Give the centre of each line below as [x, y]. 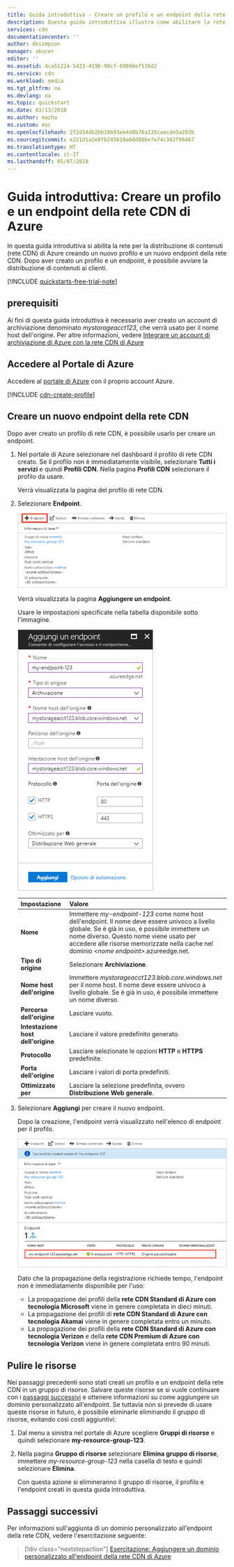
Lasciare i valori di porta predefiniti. [120, 1072]
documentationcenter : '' [43, 37]
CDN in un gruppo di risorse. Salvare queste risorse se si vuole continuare [114, 1390]
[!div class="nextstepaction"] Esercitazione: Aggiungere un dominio [122, 1549]
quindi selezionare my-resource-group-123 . [81, 1440]
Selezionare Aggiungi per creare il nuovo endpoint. [91, 1108]
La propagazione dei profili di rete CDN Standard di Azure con [117, 1314]
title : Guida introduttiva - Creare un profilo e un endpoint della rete [117, 15]
